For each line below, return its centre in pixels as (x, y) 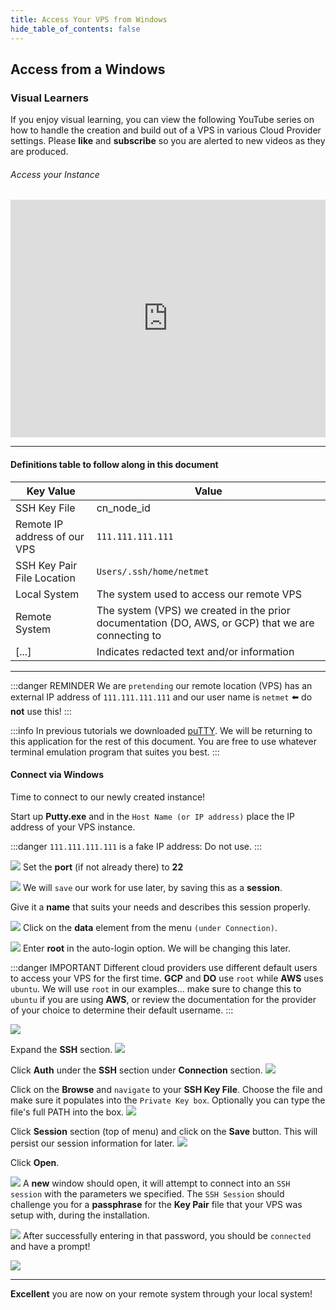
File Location (45, 578)
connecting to (129, 635)
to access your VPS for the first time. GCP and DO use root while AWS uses (167, 978)
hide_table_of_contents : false (75, 29)
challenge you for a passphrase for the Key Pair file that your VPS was (156, 1204)
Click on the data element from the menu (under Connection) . (150, 927)
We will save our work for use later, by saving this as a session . (152, 887)
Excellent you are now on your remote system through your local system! (161, 1293)
